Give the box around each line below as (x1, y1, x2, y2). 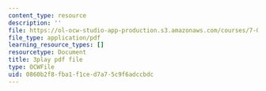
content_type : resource (8, 11, 87, 20)
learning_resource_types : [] (8, 41, 104, 49)
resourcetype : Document (8, 48, 87, 56)
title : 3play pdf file (8, 56, 83, 64)
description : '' (8, 19, 62, 27)
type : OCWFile (8, 63, 55, 71)
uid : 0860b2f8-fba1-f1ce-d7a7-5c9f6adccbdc (8, 70, 154, 78)
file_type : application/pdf (8, 33, 101, 42)
